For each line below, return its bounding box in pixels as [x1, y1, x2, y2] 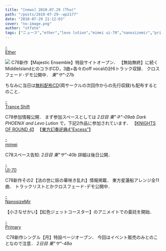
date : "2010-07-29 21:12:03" [5, 16, 65, 21]
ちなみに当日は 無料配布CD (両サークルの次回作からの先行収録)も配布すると [5, 82, 158, 88]
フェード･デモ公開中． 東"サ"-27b [5, 72, 75, 77]
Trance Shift [5, 104, 30, 110]
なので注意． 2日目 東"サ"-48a [9, 241, 72, 246]
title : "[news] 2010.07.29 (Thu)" [5, 7, 77, 12]
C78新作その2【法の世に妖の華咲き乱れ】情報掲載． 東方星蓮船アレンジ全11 [5, 177, 160, 183]
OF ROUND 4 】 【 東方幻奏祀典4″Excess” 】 [5, 126, 93, 132]
